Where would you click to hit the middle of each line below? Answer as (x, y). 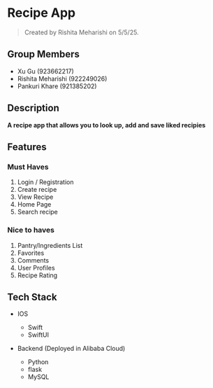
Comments (33, 260)
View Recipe (35, 197)
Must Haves (28, 167)
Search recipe (37, 212)
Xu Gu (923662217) (46, 71)
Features (27, 147)
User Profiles (36, 268)
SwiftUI (38, 335)
